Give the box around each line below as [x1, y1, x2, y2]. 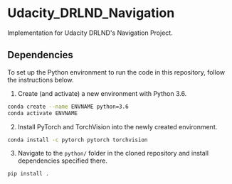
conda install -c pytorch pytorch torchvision [7, 136, 148, 144]
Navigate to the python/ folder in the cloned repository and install [17, 149, 209, 158]
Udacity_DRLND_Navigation [7, 5, 175, 21]
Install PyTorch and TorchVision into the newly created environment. [17, 122, 218, 131]
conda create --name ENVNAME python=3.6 [7, 103, 130, 110]
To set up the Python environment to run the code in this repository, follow [7, 67, 226, 76]
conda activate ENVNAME [7, 109, 78, 117]
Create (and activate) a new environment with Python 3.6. [17, 89, 187, 97]
